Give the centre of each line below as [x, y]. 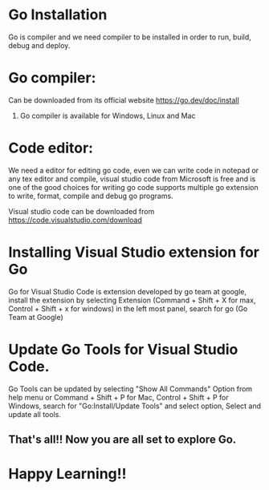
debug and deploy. [39, 45]
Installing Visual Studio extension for [134, 252]
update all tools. [35, 414]
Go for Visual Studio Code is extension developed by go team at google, [128, 291]
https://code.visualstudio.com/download [75, 220]
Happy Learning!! [67, 474]
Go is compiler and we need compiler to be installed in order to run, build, [130, 37]
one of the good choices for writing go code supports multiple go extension [133, 187]
